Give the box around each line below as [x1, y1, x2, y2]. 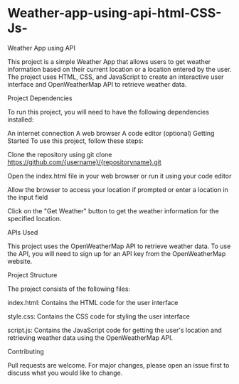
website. [7, 257, 33, 265]
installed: [7, 115, 34, 124]
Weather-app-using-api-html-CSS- [7, 5, 222, 21]
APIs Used [7, 228, 38, 236]
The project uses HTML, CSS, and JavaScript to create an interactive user [7, 73, 224, 81]
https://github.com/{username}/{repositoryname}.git [7, 158, 161, 166]
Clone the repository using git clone [7, 150, 112, 159]
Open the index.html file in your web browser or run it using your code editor [7, 171, 232, 180]
